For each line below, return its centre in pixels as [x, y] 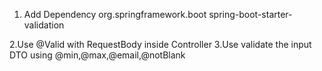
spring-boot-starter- [250, 14]
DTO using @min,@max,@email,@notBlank [97, 55]
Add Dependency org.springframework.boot [115, 14]
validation [44, 25]
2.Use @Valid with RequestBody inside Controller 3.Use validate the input [160, 44]
